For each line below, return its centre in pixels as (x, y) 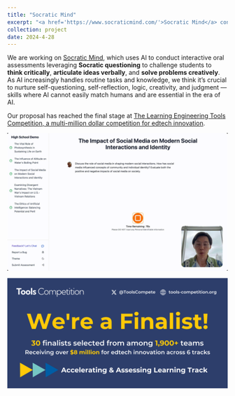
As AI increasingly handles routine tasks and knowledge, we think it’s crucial (117, 80)
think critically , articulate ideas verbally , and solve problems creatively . (114, 73)
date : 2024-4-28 (31, 37)
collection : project (37, 29)
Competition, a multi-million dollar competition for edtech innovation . (106, 123)
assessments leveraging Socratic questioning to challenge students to (109, 65)
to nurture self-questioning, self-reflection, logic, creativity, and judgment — (117, 87)
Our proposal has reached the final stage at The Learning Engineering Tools (116, 116)
